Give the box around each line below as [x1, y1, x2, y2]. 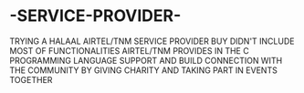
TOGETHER [9, 74, 53, 85]
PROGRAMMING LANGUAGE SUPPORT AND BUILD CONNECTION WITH [9, 55, 283, 66]
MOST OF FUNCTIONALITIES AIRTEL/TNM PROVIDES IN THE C [9, 45, 249, 56]
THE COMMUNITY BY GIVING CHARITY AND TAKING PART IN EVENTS [9, 65, 278, 76]
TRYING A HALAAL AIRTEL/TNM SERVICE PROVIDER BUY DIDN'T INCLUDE [9, 36, 295, 46]
